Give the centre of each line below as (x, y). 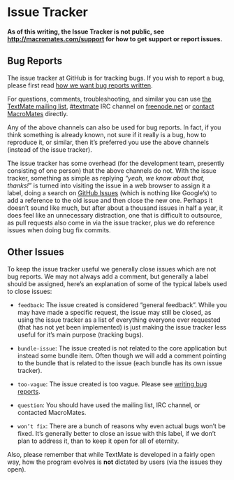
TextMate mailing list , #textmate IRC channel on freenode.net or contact (111, 106)
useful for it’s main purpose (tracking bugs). (80, 334)
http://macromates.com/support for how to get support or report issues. (115, 38)
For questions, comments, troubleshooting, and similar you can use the (109, 99)
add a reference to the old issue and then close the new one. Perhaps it (110, 200)
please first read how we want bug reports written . (80, 85)
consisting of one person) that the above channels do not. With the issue (112, 170)
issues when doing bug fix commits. (59, 230)
